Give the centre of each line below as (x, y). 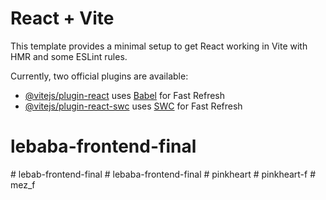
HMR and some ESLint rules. (69, 56)
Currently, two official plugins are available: (99, 76)
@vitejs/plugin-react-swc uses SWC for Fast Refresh (133, 106)
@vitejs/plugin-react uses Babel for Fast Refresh (125, 95)
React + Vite (62, 18)
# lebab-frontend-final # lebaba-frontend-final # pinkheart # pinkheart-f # (163, 174)
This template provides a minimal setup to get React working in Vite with (159, 46)
